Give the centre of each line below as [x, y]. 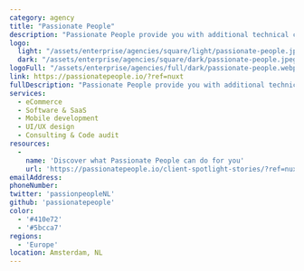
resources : [30, 144]
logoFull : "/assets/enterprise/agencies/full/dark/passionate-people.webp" [155, 69]
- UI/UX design [46, 127]
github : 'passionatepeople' [62, 203]
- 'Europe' [38, 245]
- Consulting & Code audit [68, 135]
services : [28, 93]
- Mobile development [58, 118]
